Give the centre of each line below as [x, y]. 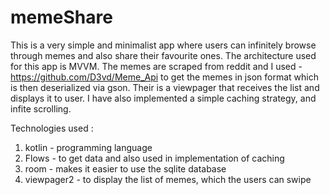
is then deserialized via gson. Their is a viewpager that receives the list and [165, 87]
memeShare [61, 17]
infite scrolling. [41, 108]
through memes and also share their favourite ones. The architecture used [163, 55]
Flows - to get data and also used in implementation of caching [154, 158]
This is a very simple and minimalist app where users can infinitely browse [163, 45]
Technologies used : [52, 128]
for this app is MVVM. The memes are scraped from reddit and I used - [156, 66]
